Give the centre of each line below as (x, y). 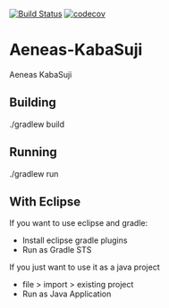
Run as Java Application (67, 294)
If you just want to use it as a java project (84, 267)
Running (34, 152)
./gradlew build (37, 124)
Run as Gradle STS (57, 250)
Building (33, 103)
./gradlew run (34, 173)
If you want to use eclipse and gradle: (79, 223)
